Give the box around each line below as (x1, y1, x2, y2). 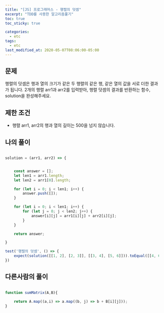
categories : (5, 30, 29, 35)
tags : (5, 39, 16, 44)
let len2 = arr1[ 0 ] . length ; (14, 177, 71, 183)
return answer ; (14, 231, 45, 236)
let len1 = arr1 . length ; (14, 173, 64, 178)
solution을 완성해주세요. (5, 93, 51, 99)
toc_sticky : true (5, 20, 41, 26)
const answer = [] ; (14, 169, 54, 174)
